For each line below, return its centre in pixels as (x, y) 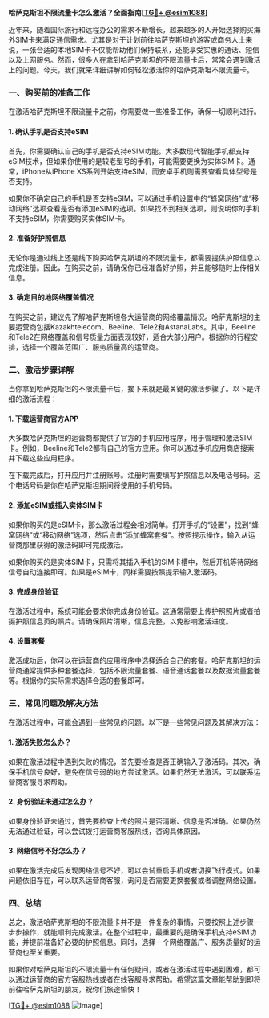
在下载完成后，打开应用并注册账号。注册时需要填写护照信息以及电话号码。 (131, 475)
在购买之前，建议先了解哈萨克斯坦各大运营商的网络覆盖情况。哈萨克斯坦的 (131, 317)
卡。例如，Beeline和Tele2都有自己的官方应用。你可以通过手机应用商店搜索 (131, 448)
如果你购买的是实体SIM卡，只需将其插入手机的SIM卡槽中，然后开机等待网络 (133, 562)
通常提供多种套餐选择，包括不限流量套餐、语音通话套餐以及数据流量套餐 (141, 671)
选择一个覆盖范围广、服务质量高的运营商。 (92, 347)
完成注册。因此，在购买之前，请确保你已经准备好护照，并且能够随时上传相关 (134, 268)
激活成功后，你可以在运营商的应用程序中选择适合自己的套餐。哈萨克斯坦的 (131, 660)
